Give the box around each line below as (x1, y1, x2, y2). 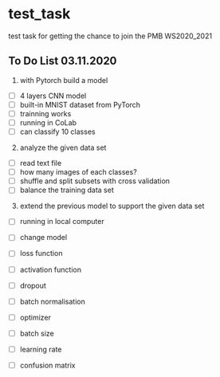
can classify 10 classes (19, 127, 96, 136)
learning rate (19, 344, 62, 354)
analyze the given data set (19, 143, 107, 152)
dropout (19, 281, 46, 290)
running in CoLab (19, 117, 77, 128)
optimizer (19, 312, 52, 322)
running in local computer (19, 217, 105, 226)
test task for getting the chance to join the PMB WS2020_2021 (8, 31, 213, 41)
